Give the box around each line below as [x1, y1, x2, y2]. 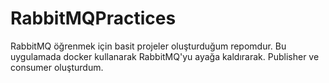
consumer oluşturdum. [10, 61, 104, 73]
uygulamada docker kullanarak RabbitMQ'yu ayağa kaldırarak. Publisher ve [10, 50, 320, 62]
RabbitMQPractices [10, 7, 177, 30]
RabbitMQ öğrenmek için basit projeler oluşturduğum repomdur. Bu [10, 40, 287, 52]
